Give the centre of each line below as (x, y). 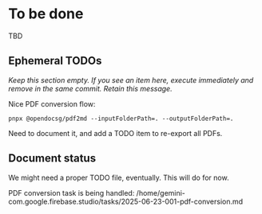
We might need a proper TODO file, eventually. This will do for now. (119, 177)
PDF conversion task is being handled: (71, 193)
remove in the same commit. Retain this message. (91, 88)
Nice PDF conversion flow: (52, 103)
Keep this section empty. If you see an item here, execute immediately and (131, 80)
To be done (46, 14)
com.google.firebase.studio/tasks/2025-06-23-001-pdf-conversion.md (126, 201)
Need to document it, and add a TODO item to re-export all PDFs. (115, 133)
